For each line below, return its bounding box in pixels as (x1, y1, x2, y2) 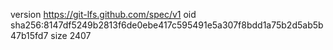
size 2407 (50, 30, 92, 41)
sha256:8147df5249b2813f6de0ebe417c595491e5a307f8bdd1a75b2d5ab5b (10, 19, 324, 31)
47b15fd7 (10, 30, 49, 41)
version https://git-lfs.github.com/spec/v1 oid (10, 9, 197, 20)
